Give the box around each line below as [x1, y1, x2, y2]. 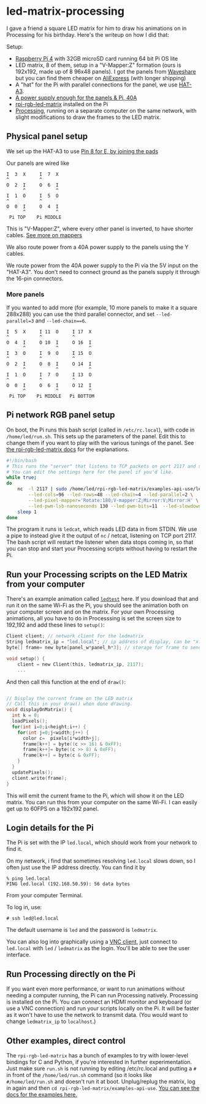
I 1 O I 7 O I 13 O [6, 372, 92, 378]
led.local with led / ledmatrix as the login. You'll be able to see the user [6, 945, 190, 952]
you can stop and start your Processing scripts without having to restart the [6, 545, 197, 552]
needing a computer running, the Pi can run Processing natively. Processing [6, 992, 198, 999]
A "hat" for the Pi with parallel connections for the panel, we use [15, 81, 178, 88]
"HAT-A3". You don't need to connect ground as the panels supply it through [6, 268, 200, 275]
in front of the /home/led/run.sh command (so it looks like [6, 1071, 152, 1078]
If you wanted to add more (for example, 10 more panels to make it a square [6, 304, 197, 311]
